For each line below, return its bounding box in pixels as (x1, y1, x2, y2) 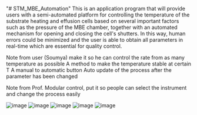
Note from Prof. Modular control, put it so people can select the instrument (6, 84, 187, 91)
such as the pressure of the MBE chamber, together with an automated (6, 24, 178, 31)
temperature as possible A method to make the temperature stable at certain (6, 60, 192, 67)
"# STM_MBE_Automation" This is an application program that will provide (6, 5, 186, 12)
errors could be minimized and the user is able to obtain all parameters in (6, 37, 183, 43)
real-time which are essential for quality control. (6, 42, 122, 50)
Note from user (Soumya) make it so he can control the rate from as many (6, 54, 185, 61)
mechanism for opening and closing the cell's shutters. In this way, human (6, 30, 186, 37)
